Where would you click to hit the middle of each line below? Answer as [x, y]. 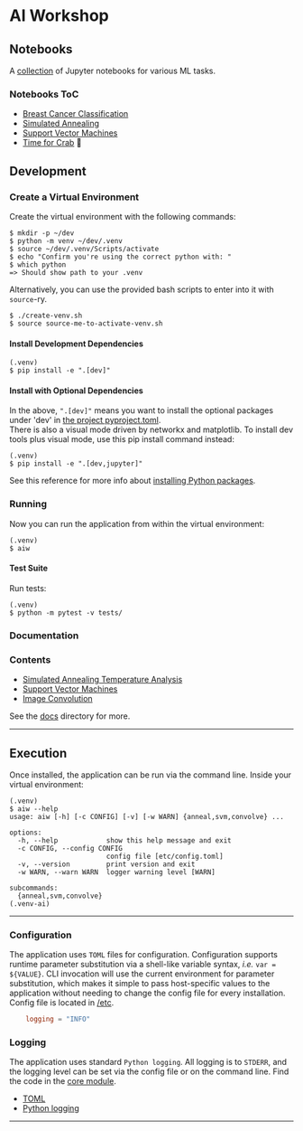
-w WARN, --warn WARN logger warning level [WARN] [117, 872]
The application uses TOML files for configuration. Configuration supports [143, 955]
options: [26, 833]
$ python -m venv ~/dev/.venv [66, 240]
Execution [38, 753]
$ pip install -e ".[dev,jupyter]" [76, 464]
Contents [30, 659]
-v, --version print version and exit [106, 864]
